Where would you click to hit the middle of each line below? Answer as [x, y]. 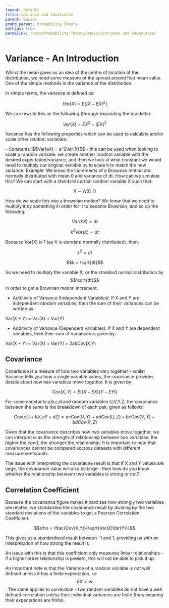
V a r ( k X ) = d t [85, 222]
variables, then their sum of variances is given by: [64, 333]
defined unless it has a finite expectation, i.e [51, 574]
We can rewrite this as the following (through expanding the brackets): [78, 113]
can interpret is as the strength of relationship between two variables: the [81, 438]
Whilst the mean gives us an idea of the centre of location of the [72, 72]
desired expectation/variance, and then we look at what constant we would [83, 160]
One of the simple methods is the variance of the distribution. [69, 83]
